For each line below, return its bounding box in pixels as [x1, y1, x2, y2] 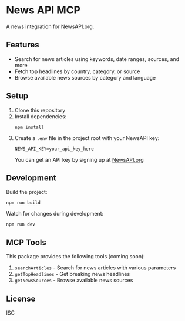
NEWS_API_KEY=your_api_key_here [14, 146, 94, 152]
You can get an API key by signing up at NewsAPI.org [14, 156, 144, 163]
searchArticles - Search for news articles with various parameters [14, 264, 176, 271]
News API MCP [6, 4, 81, 17]
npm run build [6, 200, 41, 206]
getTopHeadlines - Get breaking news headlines [14, 271, 130, 278]
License [6, 293, 36, 303]
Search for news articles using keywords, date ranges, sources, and [14, 55, 180, 62]
